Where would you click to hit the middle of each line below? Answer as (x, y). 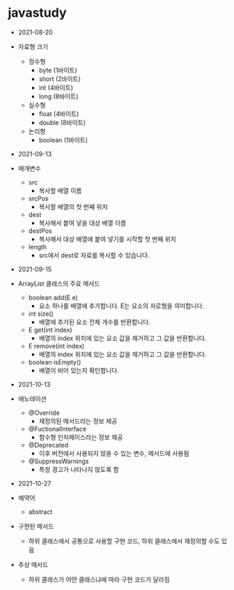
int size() (41, 314)
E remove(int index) (56, 346)
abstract (40, 512)
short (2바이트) (60, 79)
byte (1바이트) (58, 70)
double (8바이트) (62, 122)
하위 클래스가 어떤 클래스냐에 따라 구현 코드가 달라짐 (99, 579)
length (38, 246)
